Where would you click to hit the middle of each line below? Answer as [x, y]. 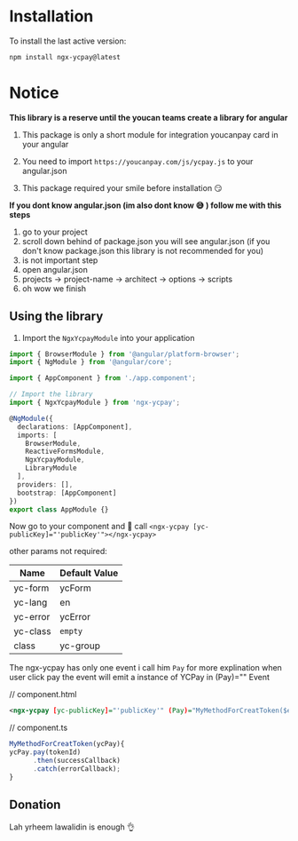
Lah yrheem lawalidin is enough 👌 [72, 827]
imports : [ [37, 435]
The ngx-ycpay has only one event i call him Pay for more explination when [145, 668]
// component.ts [39, 728]
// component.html [43, 694]
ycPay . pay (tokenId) [45, 752]
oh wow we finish [54, 288]
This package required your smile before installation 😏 [122, 187]
